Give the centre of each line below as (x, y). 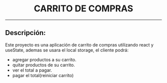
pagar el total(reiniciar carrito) (43, 75)
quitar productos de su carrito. (44, 65)
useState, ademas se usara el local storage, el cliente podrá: (67, 50)
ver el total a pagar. (32, 70)
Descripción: (26, 33)
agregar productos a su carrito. (44, 59)
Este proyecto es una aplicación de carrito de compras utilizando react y (80, 44)
